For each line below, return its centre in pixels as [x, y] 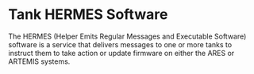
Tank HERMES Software [88, 15]
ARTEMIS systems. [39, 61]
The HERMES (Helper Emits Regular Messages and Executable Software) [127, 36]
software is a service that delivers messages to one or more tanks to [120, 44]
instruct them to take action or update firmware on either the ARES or [121, 53]
